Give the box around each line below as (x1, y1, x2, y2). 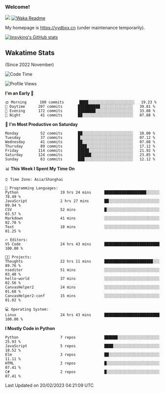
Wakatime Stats (5, 48, 55, 57)
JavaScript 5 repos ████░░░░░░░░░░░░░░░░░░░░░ (5, 344, 160, 349)
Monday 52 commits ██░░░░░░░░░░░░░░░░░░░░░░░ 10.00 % (5, 131, 155, 136)
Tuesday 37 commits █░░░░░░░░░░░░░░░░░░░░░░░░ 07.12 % (5, 135, 155, 140)
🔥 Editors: (5, 237, 28, 242)
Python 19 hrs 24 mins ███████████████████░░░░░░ (5, 190, 160, 195)
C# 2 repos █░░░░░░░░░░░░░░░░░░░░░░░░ (5, 369, 160, 375)
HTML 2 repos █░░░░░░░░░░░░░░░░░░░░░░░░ (5, 361, 160, 366)
